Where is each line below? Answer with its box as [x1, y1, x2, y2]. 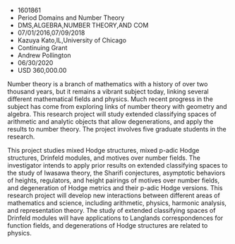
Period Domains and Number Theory [17, 13, 125, 22]
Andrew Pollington [17, 51, 72, 59]
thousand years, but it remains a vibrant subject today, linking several [7, 88, 210, 95]
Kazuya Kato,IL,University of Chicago [17, 36, 127, 45]
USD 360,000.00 [17, 66, 67, 74]
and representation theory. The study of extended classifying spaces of [7, 207, 216, 214]
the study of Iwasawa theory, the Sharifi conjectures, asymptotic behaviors [7, 169, 226, 177]
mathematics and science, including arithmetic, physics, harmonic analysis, [7, 199, 227, 207]
